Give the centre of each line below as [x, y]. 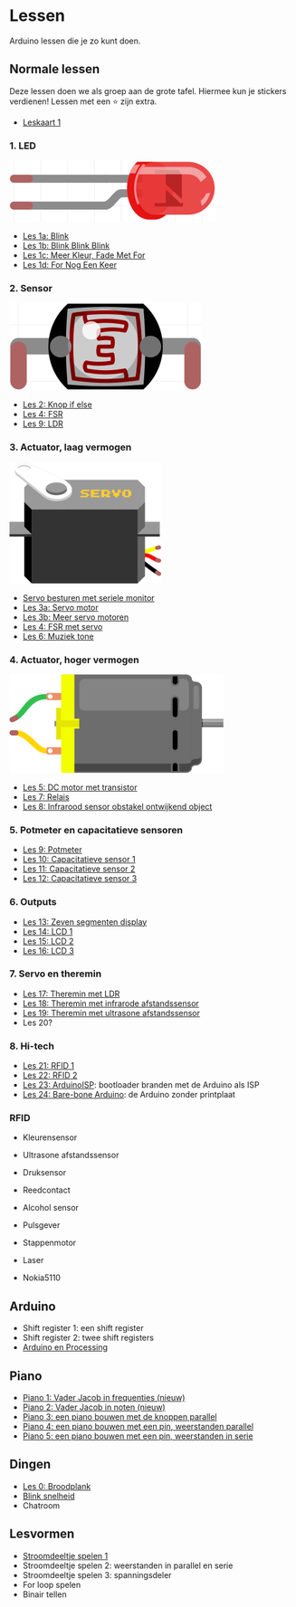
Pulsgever [41, 1225]
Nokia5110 [42, 1278]
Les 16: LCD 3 [48, 950]
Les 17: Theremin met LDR [71, 994]
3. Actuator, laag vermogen [71, 447]
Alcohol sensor [51, 1208]
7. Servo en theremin [56, 974]
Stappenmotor [49, 1243]
